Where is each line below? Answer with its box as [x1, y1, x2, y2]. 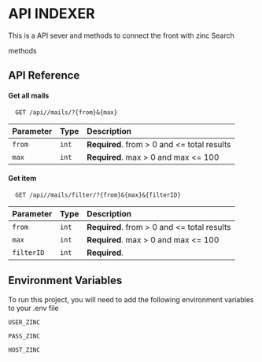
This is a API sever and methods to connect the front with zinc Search [8, 31, 234, 40]
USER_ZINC [8, 318, 41, 327]
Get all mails [8, 90, 50, 100]
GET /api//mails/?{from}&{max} [15, 108, 118, 116]
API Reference [8, 68, 80, 83]
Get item [8, 174, 37, 183]
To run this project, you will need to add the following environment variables [8, 294, 254, 304]
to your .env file [8, 303, 59, 312]
